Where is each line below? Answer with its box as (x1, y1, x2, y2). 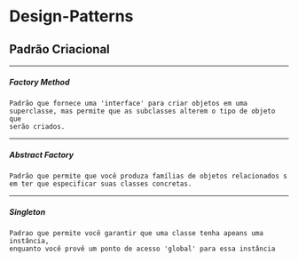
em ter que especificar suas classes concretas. (9, 179, 192, 188)
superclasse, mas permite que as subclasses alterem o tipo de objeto (9, 107, 276, 115)
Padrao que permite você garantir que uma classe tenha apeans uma (9, 228, 264, 237)
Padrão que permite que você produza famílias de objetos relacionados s (9, 171, 288, 180)
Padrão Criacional (9, 42, 111, 57)
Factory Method (9, 76, 70, 87)
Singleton (9, 206, 46, 217)
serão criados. (9, 122, 66, 131)
